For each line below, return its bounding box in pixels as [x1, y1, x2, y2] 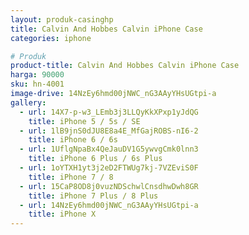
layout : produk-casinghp [10, 14, 114, 25]
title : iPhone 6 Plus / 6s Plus [28, 154, 163, 164]
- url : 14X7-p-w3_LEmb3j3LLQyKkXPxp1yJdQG [19, 107, 199, 117]
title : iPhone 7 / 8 [28, 172, 114, 182]
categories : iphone [10, 33, 92, 43]
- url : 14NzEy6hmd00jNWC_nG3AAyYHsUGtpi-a [19, 200, 199, 210]
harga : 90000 [10, 70, 65, 80]
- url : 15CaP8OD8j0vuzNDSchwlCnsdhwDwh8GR [19, 181, 199, 191]
